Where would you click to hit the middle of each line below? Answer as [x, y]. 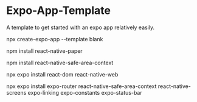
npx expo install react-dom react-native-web [62, 74]
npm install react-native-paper [45, 51]
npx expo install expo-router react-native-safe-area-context [81, 86]
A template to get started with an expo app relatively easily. [81, 27]
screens [16, 92]
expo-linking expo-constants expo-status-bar [85, 92]
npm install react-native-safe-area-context [60, 63]
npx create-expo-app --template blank [55, 39]
